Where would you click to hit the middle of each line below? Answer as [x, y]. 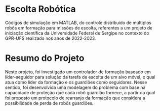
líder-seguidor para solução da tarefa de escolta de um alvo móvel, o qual [80, 77]
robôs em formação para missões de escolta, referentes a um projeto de [79, 28]
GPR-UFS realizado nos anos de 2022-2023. [51, 38]
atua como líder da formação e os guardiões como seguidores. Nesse [76, 82]
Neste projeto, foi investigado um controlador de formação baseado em [78, 72]
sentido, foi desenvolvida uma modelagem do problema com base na [75, 87]
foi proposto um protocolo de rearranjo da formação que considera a [75, 98]
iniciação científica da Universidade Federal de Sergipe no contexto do [77, 33]
